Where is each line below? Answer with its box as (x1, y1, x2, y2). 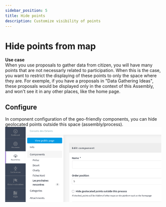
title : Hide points (5, 13, 46, 18)
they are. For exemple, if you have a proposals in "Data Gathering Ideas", (5, 78, 154, 84)
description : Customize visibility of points (5, 18, 101, 23)
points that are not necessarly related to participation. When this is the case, (5, 68, 161, 73)
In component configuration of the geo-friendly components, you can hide (5, 116, 157, 122)
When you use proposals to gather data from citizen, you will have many (5, 62, 153, 68)
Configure (5, 103, 37, 111)
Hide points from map (5, 40, 96, 52)
